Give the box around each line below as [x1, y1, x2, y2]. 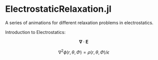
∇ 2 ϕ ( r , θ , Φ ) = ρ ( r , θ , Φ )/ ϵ [58, 48, 110, 55]
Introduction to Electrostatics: [5, 29, 66, 35]
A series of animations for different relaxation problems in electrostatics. [5, 20, 154, 26]
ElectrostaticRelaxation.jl [5, 3, 112, 15]
